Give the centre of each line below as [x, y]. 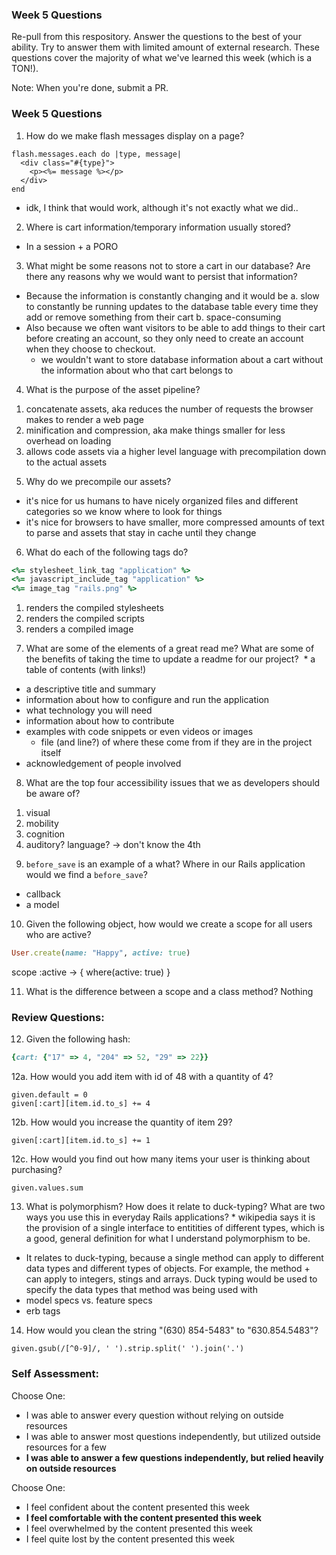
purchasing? [37, 1170]
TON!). [25, 69]
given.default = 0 [49, 1095]
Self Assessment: [55, 1374]
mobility [42, 824]
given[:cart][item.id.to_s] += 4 [81, 1104]
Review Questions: [58, 1018]
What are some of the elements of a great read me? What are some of [170, 649]
